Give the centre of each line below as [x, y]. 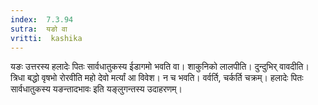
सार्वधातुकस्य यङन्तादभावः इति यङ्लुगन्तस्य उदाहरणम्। [96, 89]
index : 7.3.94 [42, 19]
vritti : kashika [46, 38]
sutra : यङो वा [39, 29]
